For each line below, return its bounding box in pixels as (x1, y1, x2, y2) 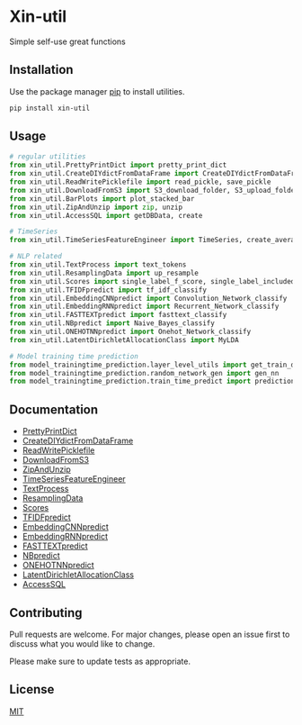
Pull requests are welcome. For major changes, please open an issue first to (9, 629, 290, 639)
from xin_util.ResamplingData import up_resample (9, 268, 200, 277)
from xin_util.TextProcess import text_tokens (9, 260, 187, 269)
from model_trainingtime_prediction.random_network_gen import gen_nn (9, 368, 280, 377)
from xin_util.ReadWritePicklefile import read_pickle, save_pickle (9, 177, 271, 186)
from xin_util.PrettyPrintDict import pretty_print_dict (9, 160, 227, 170)
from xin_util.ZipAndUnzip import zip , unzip (9, 203, 182, 212)
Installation (9, 62, 74, 77)
